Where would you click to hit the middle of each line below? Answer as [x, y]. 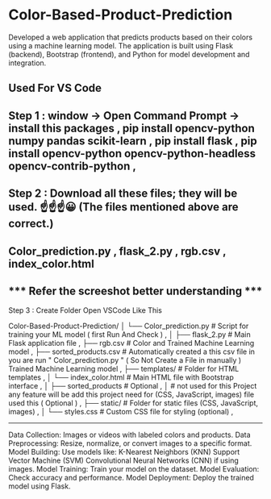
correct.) [31, 224]
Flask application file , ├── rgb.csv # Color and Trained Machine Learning [131, 343]
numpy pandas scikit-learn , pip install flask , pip [133, 141]
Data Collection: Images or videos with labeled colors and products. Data [130, 435]
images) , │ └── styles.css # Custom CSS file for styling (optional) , [121, 412]
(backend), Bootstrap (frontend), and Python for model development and [129, 54]
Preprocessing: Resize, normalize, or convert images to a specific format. [130, 443]
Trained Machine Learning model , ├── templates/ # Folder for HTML [124, 369]
